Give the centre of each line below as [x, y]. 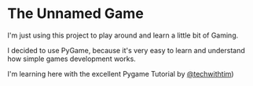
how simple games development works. [72, 59]
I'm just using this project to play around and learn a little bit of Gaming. [123, 35]
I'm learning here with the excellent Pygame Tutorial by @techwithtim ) [121, 73]
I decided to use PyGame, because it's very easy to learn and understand [126, 50]
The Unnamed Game [76, 14]
